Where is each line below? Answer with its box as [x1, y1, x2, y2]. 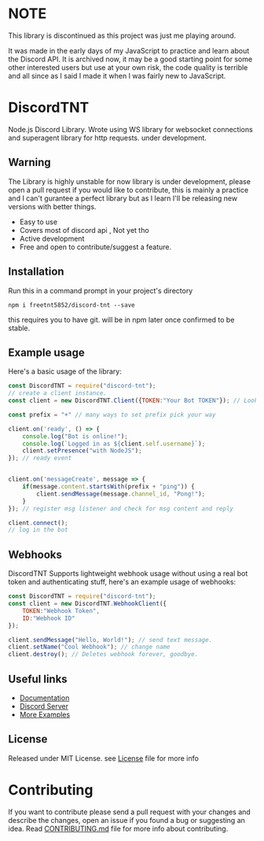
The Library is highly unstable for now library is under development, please [8, 176, 251, 186]
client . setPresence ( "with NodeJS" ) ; [22, 447, 143, 455]
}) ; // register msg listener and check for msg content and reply [8, 504, 234, 512]
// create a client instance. [8, 389, 108, 397]
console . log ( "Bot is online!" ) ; [22, 432, 128, 441]
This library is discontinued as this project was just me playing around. [8, 31, 236, 40]
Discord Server [19, 701, 69, 710]
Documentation [19, 693, 70, 703]
